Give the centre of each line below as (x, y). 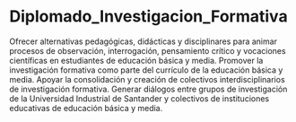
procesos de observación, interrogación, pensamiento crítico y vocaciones (148, 50)
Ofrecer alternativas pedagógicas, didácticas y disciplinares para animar (144, 41)
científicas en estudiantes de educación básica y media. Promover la (136, 60)
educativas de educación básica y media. (86, 108)
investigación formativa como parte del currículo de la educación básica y (146, 70)
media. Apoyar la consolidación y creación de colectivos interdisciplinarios (147, 79)
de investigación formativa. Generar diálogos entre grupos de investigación (148, 89)
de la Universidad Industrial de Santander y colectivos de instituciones (139, 98)
